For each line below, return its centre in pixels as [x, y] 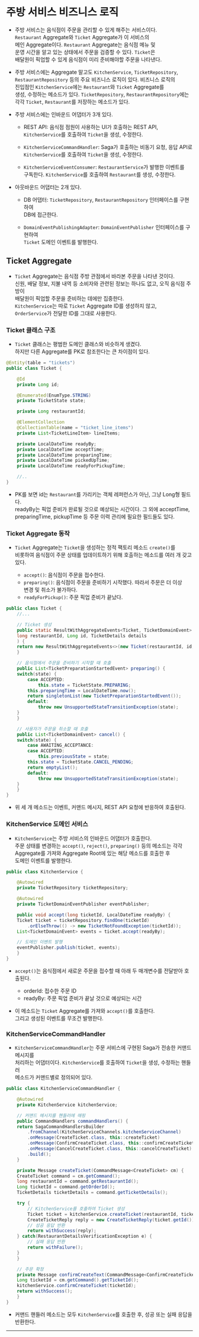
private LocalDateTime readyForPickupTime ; [71, 466]
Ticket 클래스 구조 [31, 330]
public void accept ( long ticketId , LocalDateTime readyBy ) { [94, 915]
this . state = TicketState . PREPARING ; [84, 685]
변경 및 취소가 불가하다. [51, 590]
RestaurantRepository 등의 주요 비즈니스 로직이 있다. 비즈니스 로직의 [95, 79]
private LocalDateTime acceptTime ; [61, 449]
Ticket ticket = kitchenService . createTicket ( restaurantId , [103, 1214]
